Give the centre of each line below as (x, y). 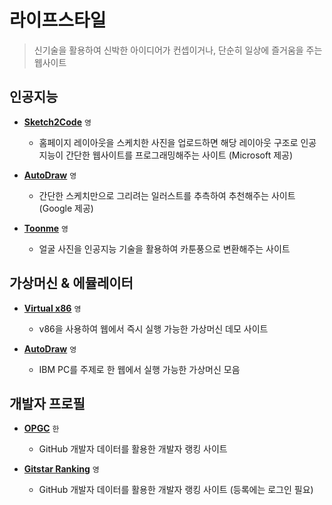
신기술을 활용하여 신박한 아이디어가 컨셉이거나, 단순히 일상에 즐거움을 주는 (178, 50)
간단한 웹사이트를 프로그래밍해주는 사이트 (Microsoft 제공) (179, 155)
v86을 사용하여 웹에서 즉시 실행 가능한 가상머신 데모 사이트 (153, 328)
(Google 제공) (66, 208)
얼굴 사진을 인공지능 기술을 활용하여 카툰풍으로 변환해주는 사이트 (164, 248)
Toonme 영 (46, 228)
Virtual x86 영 (52, 308)
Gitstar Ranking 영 (61, 469)
